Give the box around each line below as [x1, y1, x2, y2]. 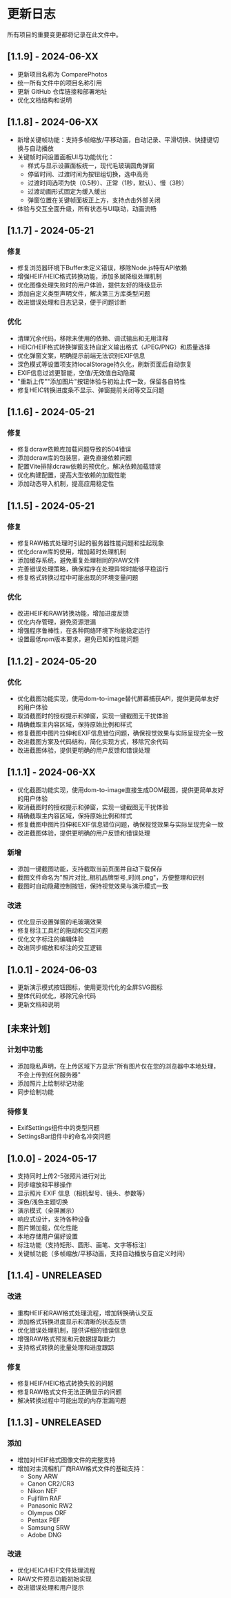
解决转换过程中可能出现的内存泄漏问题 [17, 1396, 126, 1404]
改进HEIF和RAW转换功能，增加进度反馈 [17, 609, 130, 618]
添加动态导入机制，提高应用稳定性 [17, 480, 114, 488]
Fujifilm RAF [27, 1494, 62, 1502]
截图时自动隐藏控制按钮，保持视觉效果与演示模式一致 [17, 882, 169, 890]
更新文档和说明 [17, 1000, 60, 1009]
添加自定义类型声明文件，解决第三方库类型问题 [17, 290, 150, 298]
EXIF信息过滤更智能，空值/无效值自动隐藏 [17, 368, 136, 376]
